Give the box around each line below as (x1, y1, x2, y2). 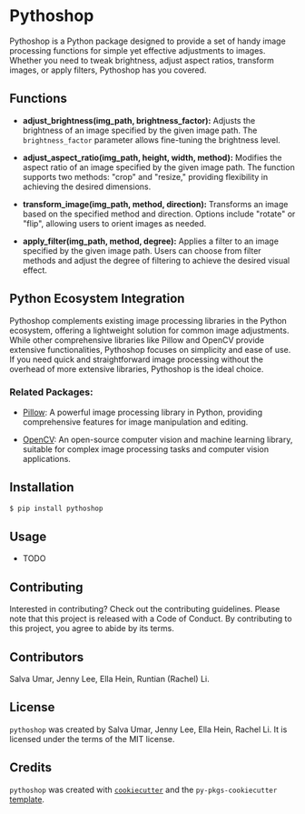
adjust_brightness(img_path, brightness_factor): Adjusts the (22, 115, 256, 126)
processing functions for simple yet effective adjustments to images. (9, 45, 266, 55)
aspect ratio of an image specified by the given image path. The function (22, 161, 295, 173)
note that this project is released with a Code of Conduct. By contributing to (9, 613, 292, 624)
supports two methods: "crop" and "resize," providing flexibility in (22, 171, 269, 182)
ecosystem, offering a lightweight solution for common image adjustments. (9, 325, 290, 336)
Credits (9, 760, 53, 776)
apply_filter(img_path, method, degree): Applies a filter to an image (22, 236, 280, 246)
